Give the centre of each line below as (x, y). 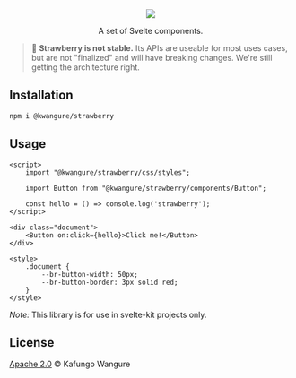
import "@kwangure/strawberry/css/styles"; (108, 172)
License (32, 343)
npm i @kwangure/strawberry (62, 116)
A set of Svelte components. (151, 31)
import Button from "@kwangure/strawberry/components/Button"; (146, 188)
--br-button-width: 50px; (90, 274)
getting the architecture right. (86, 67)
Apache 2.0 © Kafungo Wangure (70, 364)
